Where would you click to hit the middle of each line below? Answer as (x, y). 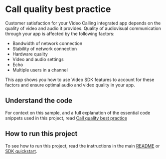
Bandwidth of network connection (47, 43)
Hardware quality (30, 54)
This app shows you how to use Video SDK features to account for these (80, 79)
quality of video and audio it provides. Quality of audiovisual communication (83, 28)
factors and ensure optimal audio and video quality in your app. (70, 85)
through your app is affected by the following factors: (60, 33)
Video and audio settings (38, 59)
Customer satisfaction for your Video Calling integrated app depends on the (83, 23)
